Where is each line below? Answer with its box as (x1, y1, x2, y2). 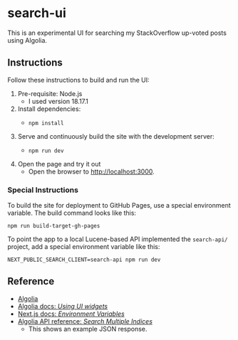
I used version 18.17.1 (28, 97, 89, 105)
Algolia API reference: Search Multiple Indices (17, 317, 153, 325)
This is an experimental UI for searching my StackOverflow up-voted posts (7, 28, 227, 37)
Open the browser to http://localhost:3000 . (28, 167, 155, 176)
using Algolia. (7, 36, 48, 44)
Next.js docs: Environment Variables (17, 309, 125, 318)
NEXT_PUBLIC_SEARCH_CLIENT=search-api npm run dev (7, 256, 161, 264)
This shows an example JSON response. (28, 324, 148, 333)
